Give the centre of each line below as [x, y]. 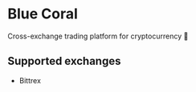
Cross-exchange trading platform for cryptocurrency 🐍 [98, 36]
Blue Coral [43, 14]
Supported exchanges [64, 61]
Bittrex [30, 80]
